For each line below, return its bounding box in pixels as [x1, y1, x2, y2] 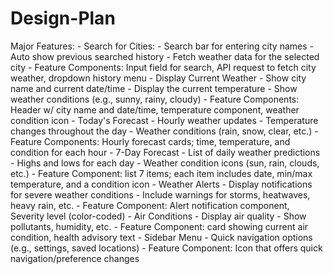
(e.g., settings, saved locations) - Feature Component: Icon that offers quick [10, 242, 323, 254]
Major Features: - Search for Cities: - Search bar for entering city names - [10, 40, 314, 52]
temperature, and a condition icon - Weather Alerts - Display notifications [10, 178, 313, 190]
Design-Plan [10, 7, 116, 30]
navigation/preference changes [10, 252, 140, 264]
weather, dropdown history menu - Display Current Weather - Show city [10, 72, 307, 84]
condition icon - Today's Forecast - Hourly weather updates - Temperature [10, 114, 319, 126]
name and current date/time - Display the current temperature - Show [10, 82, 298, 94]
